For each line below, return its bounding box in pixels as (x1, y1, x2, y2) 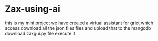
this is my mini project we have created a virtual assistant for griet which (5, 20, 153, 26)
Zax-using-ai (5, 3, 61, 15)
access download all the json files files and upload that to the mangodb (5, 25, 151, 31)
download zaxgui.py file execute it (5, 30, 76, 36)
